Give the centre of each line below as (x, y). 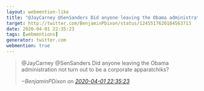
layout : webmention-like (38, 12)
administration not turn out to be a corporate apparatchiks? (95, 69)
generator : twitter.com (36, 40)
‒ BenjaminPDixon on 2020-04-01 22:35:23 (75, 81)
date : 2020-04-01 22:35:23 (40, 29)
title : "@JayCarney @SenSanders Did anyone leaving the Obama (87, 18)
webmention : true (28, 46)
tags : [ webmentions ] (32, 35)
